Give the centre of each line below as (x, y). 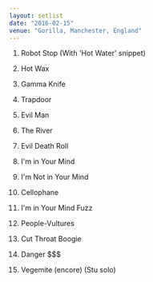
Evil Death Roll (44, 146)
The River (36, 131)
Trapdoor (36, 100)
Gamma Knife (43, 84)
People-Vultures (48, 224)
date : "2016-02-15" (42, 23)
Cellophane (40, 193)
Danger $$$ (40, 254)
